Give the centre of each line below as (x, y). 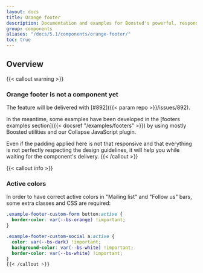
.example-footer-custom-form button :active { (64, 215)
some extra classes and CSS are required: (59, 203)
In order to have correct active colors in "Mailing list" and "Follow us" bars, (99, 197)
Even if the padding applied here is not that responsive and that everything (99, 144)
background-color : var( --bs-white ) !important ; (73, 248)
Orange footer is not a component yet (63, 94)
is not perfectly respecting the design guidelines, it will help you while (93, 150)
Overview (25, 64)
